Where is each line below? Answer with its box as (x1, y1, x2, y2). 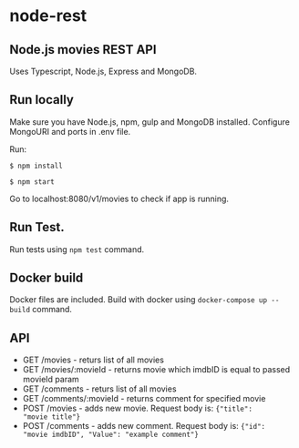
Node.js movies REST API (9, 42, 157, 57)
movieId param (22, 374, 79, 385)
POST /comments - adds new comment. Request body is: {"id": (22, 421, 266, 432)
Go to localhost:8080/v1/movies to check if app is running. (9, 193, 230, 204)
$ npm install (9, 161, 64, 170)
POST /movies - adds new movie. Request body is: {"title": (22, 402, 253, 414)
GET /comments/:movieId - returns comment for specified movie (22, 393, 266, 404)
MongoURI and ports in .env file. (9, 126, 131, 137)
